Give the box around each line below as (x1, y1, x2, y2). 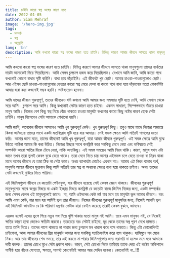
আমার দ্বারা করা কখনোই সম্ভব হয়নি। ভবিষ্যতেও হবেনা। (5, 87, 85, 93)
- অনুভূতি (10, 41, 24, 46)
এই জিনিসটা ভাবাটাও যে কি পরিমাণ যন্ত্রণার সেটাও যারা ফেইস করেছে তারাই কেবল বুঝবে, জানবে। (5, 202, 142, 208)
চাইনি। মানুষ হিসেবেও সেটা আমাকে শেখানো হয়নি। (5, 114, 79, 120)
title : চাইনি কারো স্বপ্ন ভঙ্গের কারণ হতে (5, 7, 67, 13)
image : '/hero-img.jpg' (5, 21, 56, 27)
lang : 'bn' (5, 45, 28, 50)
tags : (5, 26, 17, 31)
